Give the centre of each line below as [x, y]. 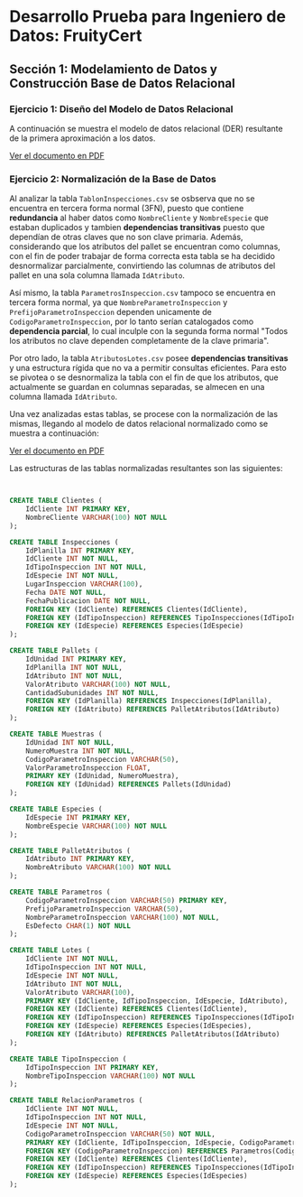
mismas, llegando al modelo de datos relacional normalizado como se [139, 424]
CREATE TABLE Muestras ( [56, 734]
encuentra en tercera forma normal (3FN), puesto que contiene [127, 209]
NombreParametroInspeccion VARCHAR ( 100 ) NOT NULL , [123, 917]
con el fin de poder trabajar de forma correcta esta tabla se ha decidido [142, 256]
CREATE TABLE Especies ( [56, 810]
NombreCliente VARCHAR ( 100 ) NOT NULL [96, 517]
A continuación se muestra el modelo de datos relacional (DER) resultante [146, 128]
